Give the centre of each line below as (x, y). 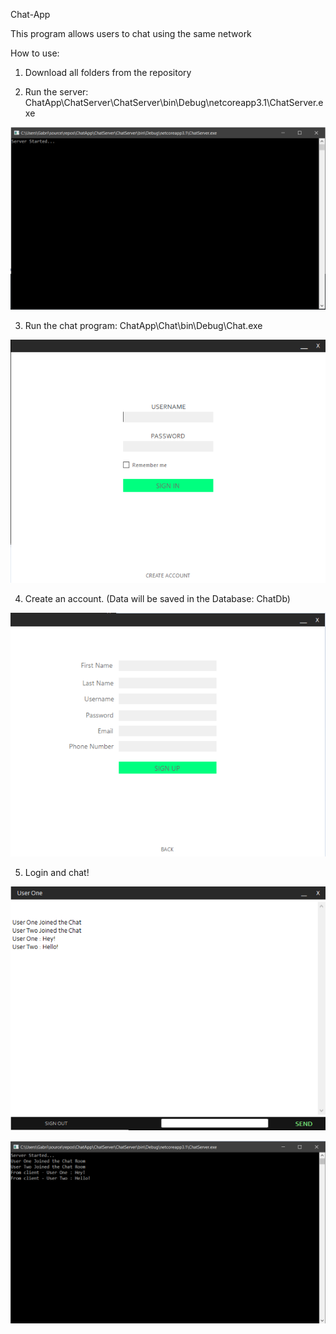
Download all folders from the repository (108, 72)
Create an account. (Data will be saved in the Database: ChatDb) (157, 598)
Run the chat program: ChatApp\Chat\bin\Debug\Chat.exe (143, 326)
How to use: (35, 53)
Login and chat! (57, 872)
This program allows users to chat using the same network (131, 33)
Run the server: (56, 92)
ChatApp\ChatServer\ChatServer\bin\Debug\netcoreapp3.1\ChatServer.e (174, 102)
